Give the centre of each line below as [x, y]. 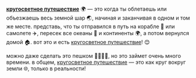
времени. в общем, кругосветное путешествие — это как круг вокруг [96, 62]
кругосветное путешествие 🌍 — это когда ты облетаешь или [87, 9]
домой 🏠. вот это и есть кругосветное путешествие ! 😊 [78, 42]
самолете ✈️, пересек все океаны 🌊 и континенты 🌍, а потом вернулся [98, 33]
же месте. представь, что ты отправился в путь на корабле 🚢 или [91, 26]
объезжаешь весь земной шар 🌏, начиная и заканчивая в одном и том [98, 18]
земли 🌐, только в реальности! [46, 68]
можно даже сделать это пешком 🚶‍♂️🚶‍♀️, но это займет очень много [94, 56]
